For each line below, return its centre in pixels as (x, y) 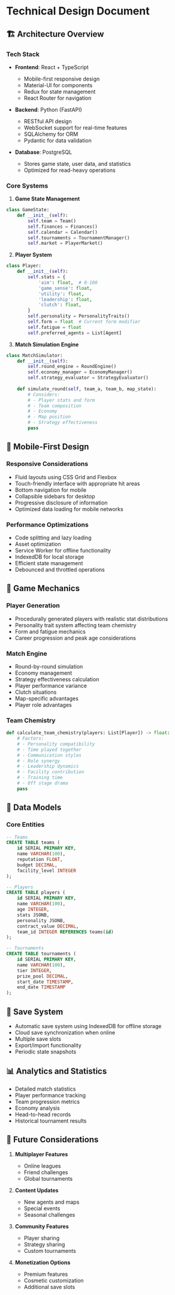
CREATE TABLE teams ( (33, 843)
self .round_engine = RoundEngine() (72, 367)
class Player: (24, 266)
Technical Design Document (78, 11)
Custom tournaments (50, 1251)
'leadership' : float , (65, 299)
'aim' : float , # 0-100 (68, 283)
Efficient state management (49, 563)
